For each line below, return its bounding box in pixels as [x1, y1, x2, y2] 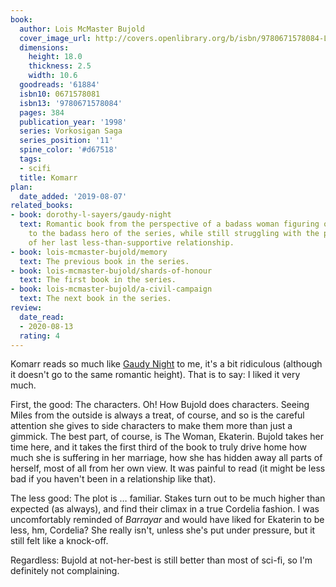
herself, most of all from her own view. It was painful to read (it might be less [10, 462, 326, 475]
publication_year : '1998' [19, 117, 128, 127]
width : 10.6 [28, 71, 78, 81]
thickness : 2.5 [28, 61, 92, 71]
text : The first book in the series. [19, 275, 177, 285]
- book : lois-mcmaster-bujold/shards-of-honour [10, 266, 213, 276]
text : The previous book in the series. [19, 256, 190, 266]
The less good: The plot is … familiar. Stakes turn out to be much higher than [10, 492, 326, 505]
